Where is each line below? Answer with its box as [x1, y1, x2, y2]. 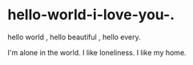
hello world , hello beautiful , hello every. [7, 32, 141, 42]
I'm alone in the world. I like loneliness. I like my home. [7, 47, 187, 57]
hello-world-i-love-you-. [7, 6, 175, 24]
